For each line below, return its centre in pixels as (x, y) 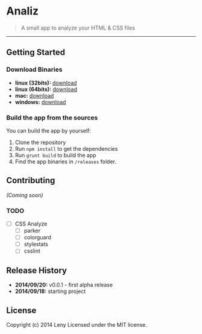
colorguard (38, 238)
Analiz (23, 11)
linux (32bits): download (46, 83)
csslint (32, 251)
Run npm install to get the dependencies (66, 148)
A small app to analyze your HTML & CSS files (78, 28)
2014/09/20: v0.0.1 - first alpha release (64, 285)
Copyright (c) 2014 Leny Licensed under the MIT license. (77, 324)
